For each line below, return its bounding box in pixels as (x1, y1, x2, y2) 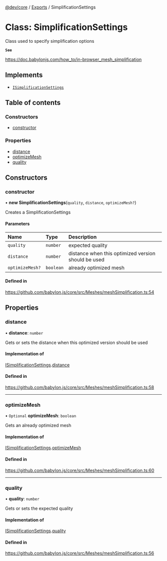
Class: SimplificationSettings (5, 22, 128, 33)
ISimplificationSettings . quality (5, 528, 66, 534)
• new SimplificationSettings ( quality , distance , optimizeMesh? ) (5, 200, 137, 206)
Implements (5, 71, 43, 79)
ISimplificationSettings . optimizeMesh (5, 445, 81, 451)
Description (68, 233, 97, 240)
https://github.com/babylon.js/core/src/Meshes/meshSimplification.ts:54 (5, 289, 155, 295)
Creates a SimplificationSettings (5, 209, 71, 216)
